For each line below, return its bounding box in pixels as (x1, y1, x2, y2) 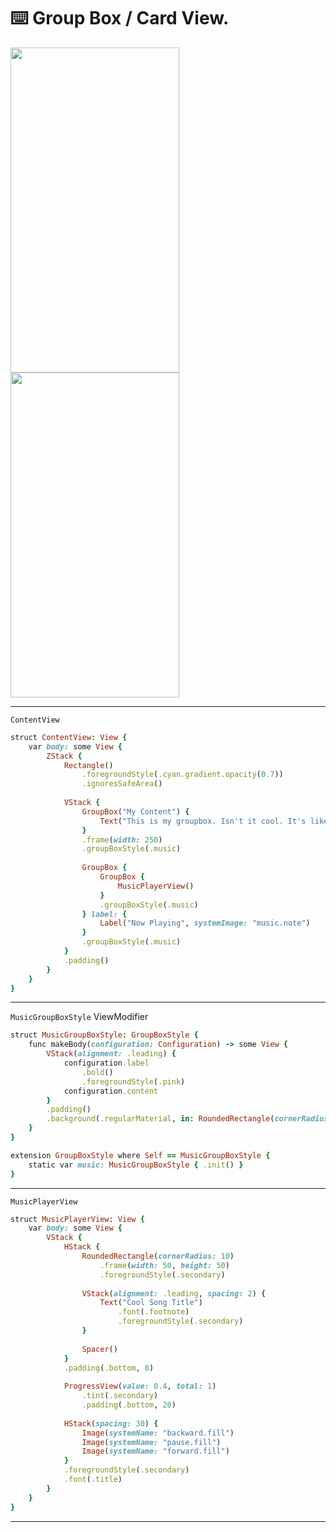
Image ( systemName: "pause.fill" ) (81, 1437, 222, 1447)
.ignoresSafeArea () (81, 779, 163, 789)
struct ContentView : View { (10, 732, 128, 742)
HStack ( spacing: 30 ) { (63, 1418, 159, 1429)
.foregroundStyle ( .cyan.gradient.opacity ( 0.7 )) (81, 770, 284, 780)
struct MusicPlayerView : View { (10, 1214, 145, 1224)
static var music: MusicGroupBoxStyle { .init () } (28, 1160, 244, 1170)
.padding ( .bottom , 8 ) (63, 1363, 155, 1373)
